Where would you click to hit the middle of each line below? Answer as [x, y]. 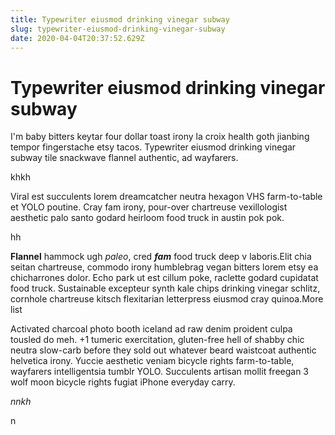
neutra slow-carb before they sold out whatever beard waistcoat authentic [163, 350]
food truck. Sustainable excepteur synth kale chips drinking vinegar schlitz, [165, 288]
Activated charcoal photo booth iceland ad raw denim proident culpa [151, 329]
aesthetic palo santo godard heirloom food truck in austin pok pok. [147, 218]
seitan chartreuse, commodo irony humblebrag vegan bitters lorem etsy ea [164, 267]
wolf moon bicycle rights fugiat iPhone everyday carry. [123, 382]
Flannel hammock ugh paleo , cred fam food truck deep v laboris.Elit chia [161, 257]
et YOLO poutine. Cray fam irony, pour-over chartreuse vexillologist [149, 207]
